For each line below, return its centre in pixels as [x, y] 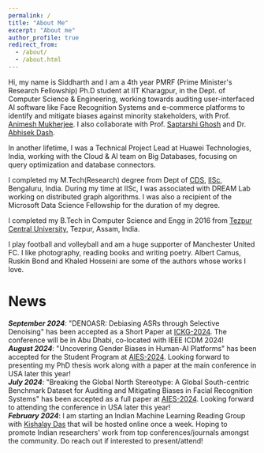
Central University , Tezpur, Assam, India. [74, 228]
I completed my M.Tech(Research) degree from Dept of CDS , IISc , [115, 179]
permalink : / [30, 15]
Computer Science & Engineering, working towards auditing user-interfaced [131, 99]
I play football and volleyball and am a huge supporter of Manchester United [132, 244]
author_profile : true [44, 38]
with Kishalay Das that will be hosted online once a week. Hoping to [118, 424]
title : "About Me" [38, 23]
